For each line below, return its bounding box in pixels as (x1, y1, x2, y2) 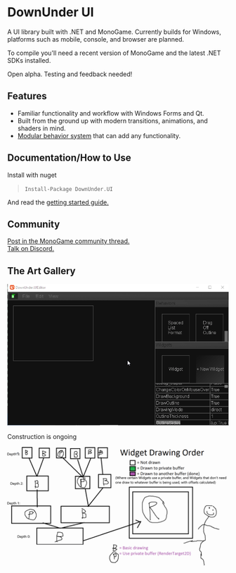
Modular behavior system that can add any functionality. (17, 131, 181, 140)
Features (7, 90, 47, 102)
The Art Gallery (7, 265, 76, 277)
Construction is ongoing (7, 432, 77, 440)
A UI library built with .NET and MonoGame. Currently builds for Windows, (7, 27, 221, 36)
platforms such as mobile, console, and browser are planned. (7, 35, 185, 43)
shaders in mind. (17, 124, 66, 133)
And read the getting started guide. (7, 198, 109, 207)
